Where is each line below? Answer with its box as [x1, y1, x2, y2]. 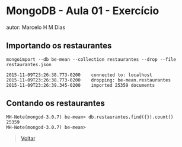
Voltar [20, 135, 36, 142]
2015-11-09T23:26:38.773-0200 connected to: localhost [6, 72, 152, 78]
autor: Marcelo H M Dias [6, 24, 66, 31]
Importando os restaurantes [6, 41, 112, 51]
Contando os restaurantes [6, 99, 105, 109]
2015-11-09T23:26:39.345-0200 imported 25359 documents [6, 82, 155, 88]
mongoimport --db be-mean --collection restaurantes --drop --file [6, 56, 177, 63]
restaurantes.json [6, 61, 52, 67]
